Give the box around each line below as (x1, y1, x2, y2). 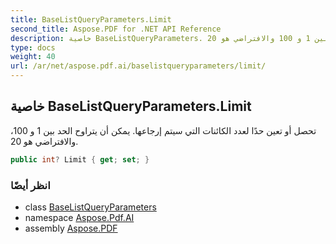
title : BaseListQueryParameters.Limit (10, 14, 172, 25)
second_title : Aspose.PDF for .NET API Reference (10, 24, 222, 34)
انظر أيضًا (10, 178, 51, 192)
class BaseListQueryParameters (24, 201, 157, 213)
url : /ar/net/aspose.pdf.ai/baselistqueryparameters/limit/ (10, 61, 267, 71)
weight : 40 (10, 52, 56, 62)
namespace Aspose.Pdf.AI (24, 211, 135, 223)
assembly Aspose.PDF (24, 222, 118, 234)
